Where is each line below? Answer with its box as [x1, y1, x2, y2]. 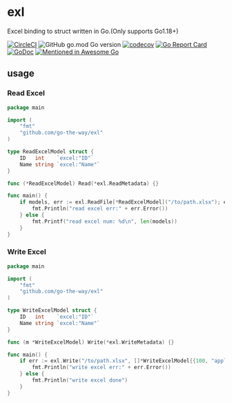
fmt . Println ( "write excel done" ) [32, 377, 128, 384]
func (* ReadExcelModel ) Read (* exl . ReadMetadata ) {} [7, 180, 159, 187]
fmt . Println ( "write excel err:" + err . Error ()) [32, 364, 171, 371]
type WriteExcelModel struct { [7, 307, 97, 314]
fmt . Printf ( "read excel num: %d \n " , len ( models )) [32, 218, 177, 225]
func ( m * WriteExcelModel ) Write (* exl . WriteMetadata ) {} [7, 339, 175, 346]
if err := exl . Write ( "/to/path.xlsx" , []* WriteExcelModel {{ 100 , [19, 357, 209, 364]
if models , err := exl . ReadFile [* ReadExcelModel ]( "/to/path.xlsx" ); [19, 199, 221, 206]
